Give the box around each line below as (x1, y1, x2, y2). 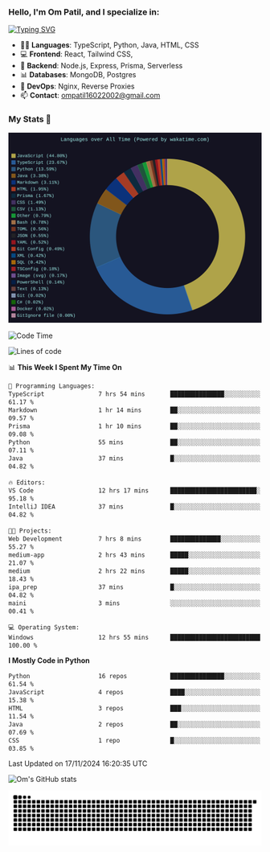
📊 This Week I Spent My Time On (8, 362, 122, 372)
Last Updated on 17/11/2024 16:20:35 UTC (8, 759, 148, 768)
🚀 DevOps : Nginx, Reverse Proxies (19, 81, 135, 91)
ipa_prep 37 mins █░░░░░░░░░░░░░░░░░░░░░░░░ (8, 582, 261, 591)
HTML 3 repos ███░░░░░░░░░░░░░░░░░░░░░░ (8, 704, 261, 712)
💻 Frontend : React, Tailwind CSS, (19, 49, 133, 59)
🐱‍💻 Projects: (8, 526, 52, 535)
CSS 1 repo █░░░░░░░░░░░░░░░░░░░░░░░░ (8, 736, 261, 744)
